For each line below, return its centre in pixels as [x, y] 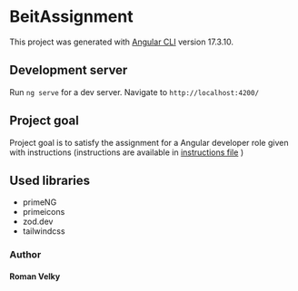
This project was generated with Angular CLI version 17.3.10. [122, 42]
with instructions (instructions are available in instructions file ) [126, 152]
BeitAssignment [71, 17]
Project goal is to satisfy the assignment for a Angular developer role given [149, 142]
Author [25, 255]
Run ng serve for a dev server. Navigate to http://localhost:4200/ [134, 92]
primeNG [40, 202]
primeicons [44, 212]
